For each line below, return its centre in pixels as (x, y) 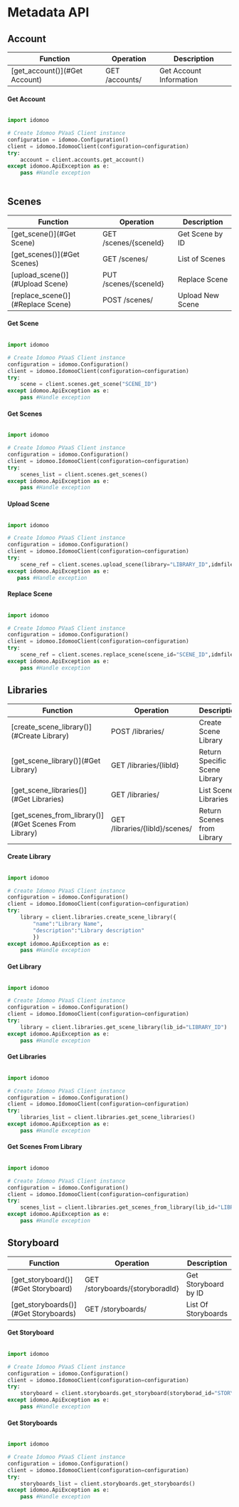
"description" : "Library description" (89, 930)
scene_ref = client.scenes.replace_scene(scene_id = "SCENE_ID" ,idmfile (127, 655)
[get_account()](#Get (47, 71)
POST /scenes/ (128, 300)
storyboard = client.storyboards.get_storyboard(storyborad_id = (117, 1394)
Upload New (198, 295)
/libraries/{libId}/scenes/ (152, 828)
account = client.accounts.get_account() (82, 160)
